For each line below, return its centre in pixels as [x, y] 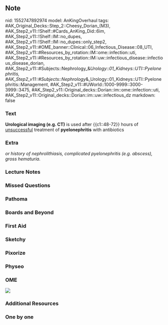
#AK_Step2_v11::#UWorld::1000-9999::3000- [96, 84]
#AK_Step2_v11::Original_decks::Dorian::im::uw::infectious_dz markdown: [80, 95]
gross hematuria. [23, 159]
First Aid [16, 226]
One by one [20, 317]
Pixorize [16, 253]
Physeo [15, 266]
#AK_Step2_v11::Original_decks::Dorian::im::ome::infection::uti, [96, 89]
